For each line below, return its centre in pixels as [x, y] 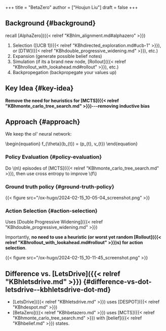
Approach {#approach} [43, 122]
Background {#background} [51, 23]
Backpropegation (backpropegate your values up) [65, 72]
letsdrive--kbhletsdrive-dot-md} [58, 290]
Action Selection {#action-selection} [51, 211]
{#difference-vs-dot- [117, 282]
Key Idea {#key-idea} [39, 88]
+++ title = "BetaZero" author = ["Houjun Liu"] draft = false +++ [72, 7]
